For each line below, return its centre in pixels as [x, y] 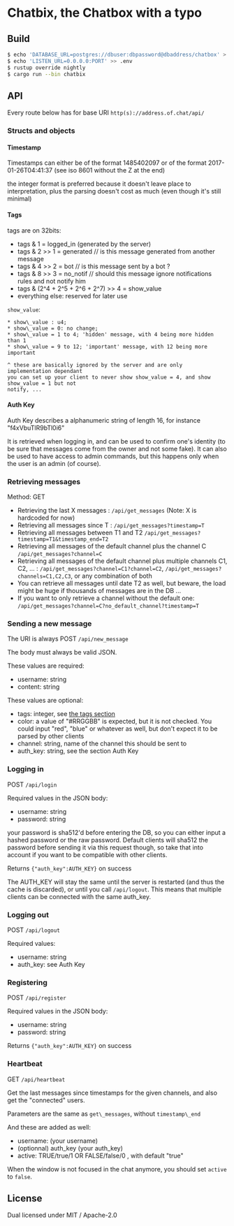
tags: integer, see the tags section [66, 714]
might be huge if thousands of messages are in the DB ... [99, 591]
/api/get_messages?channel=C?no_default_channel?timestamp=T [108, 606]
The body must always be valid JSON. [62, 652]
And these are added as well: [49, 1127]
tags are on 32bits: [34, 230]
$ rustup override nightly [46, 68]
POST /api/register [37, 998]
